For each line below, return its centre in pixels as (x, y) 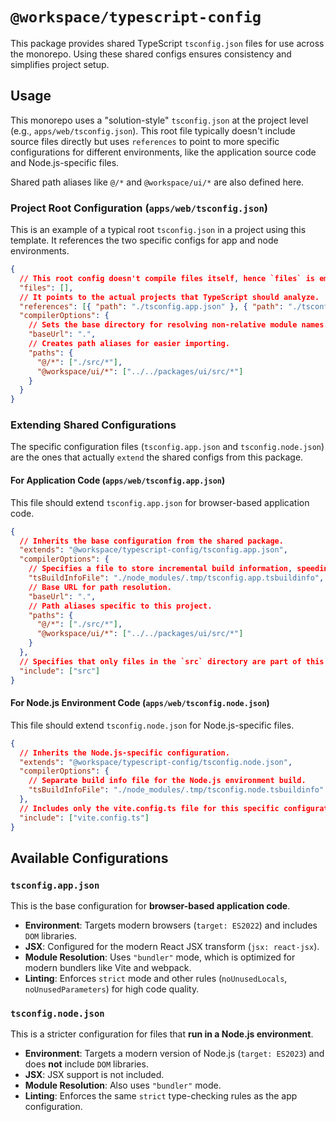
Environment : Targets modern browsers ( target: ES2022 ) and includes (171, 925)
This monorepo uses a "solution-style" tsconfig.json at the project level (159, 120)
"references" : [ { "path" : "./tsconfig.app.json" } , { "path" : (151, 306)
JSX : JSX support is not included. (94, 1075)
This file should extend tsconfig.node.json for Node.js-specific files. (152, 725)
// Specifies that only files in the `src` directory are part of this (172, 661)
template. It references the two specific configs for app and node (144, 240)
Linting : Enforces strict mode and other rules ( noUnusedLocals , (156, 979)
